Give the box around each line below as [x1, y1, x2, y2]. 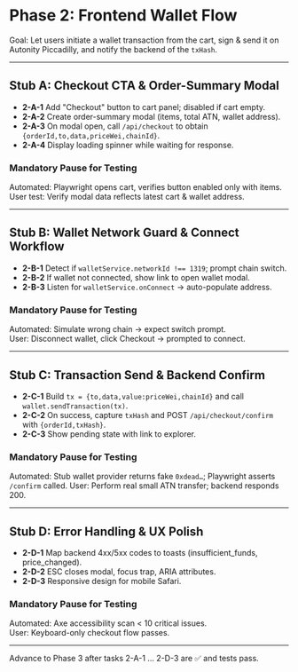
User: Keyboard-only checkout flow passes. [9, 628, 170, 638]
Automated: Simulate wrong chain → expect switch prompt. [9, 324, 226, 335]
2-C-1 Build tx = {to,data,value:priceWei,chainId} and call [21, 391, 245, 401]
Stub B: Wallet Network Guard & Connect [9, 225, 239, 241]
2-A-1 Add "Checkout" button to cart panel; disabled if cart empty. [21, 101, 266, 112]
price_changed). [21, 557, 82, 568]
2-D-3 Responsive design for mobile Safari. [21, 576, 182, 587]
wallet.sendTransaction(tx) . [21, 400, 129, 411]
